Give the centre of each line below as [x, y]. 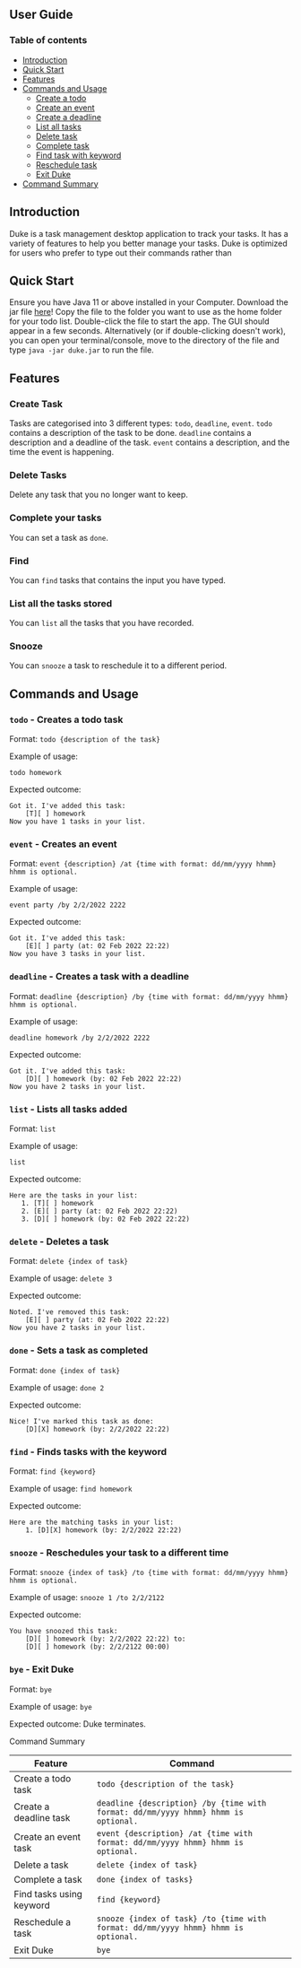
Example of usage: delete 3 [61, 1278]
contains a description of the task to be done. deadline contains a [131, 433]
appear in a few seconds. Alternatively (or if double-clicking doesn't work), [148, 331]
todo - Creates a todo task [66, 719]
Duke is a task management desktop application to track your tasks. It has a [149, 233]
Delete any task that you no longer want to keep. [99, 495]
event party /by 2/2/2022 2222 [68, 905]
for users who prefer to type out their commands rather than [121, 253]
